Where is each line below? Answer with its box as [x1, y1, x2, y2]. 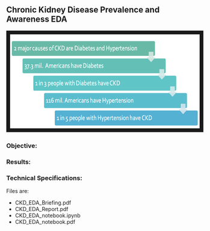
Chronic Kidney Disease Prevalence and [6, 5, 160, 15]
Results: [6, 158, 31, 166]
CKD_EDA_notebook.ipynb [14, 212, 81, 219]
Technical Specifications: [6, 174, 82, 182]
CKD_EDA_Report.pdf [14, 205, 69, 212]
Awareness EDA [6, 14, 67, 25]
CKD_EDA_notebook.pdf [14, 218, 76, 225]
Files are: [6, 187, 29, 194]
